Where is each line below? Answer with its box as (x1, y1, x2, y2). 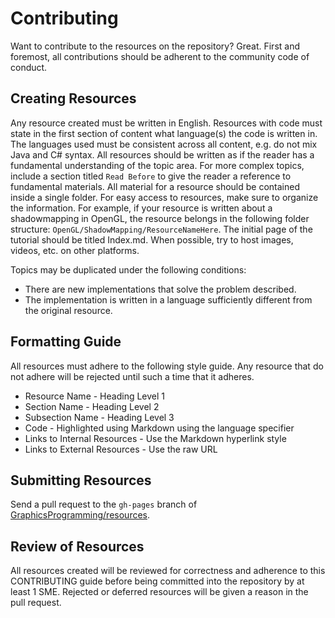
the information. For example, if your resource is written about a (10, 202, 273, 214)
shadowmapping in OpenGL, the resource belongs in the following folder (10, 212, 310, 224)
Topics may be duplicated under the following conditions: (10, 263, 247, 276)
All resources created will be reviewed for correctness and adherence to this (10, 565, 326, 577)
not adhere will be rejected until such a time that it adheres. (10, 370, 255, 382)
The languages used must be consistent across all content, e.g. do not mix (10, 138, 318, 150)
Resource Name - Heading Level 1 (24, 390, 166, 402)
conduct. (10, 61, 48, 73)
